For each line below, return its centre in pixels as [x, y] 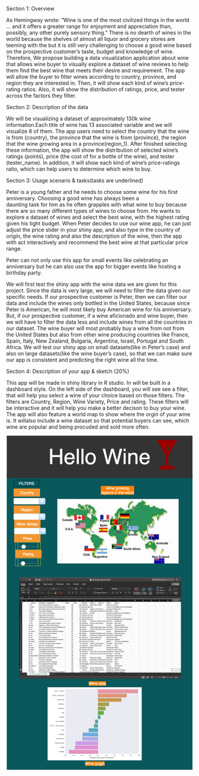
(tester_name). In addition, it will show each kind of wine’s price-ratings [93, 163]
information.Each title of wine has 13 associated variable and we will [89, 125]
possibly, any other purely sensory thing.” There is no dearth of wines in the [99, 33]
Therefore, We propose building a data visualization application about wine [97, 58]
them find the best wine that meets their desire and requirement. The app [96, 70]
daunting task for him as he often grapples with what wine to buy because [97, 205]
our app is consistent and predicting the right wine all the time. [82, 360]
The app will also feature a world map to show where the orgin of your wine [98, 414]
